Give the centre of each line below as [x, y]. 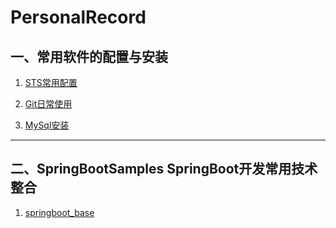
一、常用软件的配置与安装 [89, 56]
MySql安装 [47, 125]
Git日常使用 [48, 104]
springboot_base [59, 212]
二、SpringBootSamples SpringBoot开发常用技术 [164, 169]
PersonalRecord [78, 17]
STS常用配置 [51, 82]
